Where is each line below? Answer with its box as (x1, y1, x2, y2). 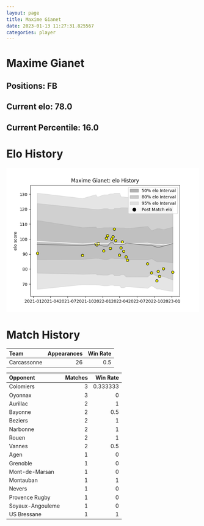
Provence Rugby (9, 494, 51, 501)
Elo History (6, 147, 64, 160)
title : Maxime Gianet (6, 16, 62, 23)
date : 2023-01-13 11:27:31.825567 (6, 23, 95, 29)
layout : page (6, 10, 40, 16)
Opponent (9, 374, 35, 381)
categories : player (6, 29, 56, 36)
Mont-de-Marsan (9, 468, 55, 475)
